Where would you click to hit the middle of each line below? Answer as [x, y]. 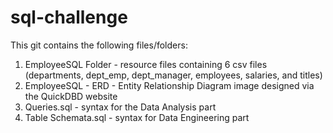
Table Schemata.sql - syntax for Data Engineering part [137, 117]
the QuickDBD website [71, 96]
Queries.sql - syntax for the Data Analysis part [120, 107]
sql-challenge [69, 17]
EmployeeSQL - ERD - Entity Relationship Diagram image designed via [169, 85]
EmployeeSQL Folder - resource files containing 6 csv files [146, 64]
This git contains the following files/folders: [99, 45]
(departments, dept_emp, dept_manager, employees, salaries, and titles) [173, 75]
